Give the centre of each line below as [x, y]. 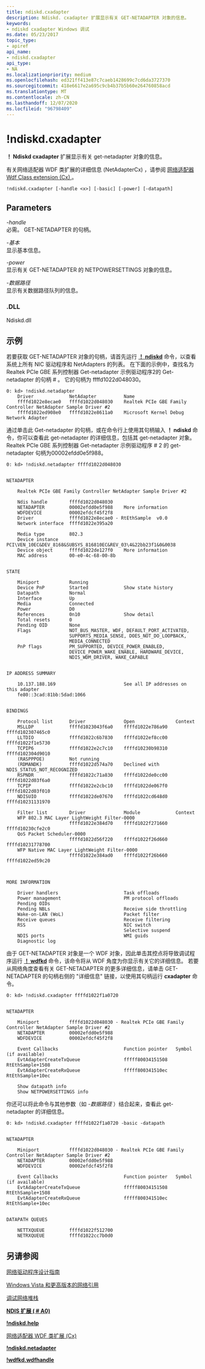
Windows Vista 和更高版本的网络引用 [52, 1285]
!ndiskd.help [23, 1323]
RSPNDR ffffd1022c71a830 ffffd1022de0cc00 [92, 775]
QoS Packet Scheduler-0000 [52, 834]
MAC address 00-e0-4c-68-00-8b [67, 556]
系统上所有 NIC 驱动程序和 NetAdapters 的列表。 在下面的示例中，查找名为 [100, 364]
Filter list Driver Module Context [106, 813]
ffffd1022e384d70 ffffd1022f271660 [118, 824]
